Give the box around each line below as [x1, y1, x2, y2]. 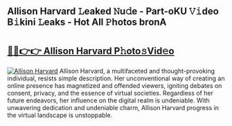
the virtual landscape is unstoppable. [7, 111, 113, 119]
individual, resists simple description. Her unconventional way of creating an [7, 74, 225, 82]
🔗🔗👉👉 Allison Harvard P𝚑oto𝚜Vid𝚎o [7, 45, 175, 57]
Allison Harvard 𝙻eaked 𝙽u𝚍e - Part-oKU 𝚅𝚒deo [7, 6, 220, 17]
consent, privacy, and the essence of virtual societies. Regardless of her [7, 89, 213, 97]
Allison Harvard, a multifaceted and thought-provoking [59, 67, 215, 75]
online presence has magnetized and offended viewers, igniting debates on [7, 82, 222, 89]
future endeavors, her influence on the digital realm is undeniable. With [7, 96, 210, 105]
